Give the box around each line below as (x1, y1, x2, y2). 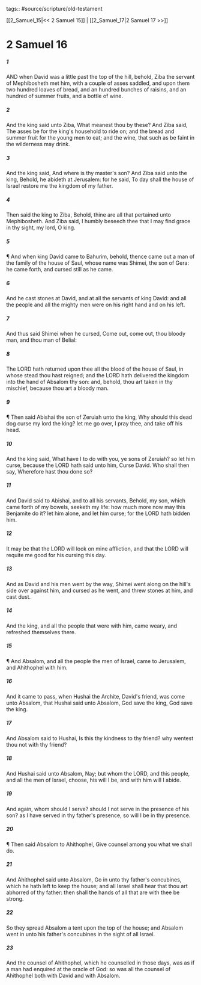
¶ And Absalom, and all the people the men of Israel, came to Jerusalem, (6, 657, 186, 664)
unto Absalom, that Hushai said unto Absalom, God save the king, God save (6, 699, 193, 706)
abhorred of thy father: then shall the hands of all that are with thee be (6, 889, 180, 896)
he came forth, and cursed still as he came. (6, 266, 113, 273)
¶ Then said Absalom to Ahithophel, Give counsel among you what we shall (6, 841, 193, 848)
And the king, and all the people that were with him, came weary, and (6, 622, 178, 629)
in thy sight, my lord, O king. (6, 224, 76, 231)
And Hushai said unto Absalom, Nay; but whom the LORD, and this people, (6, 770, 190, 777)
